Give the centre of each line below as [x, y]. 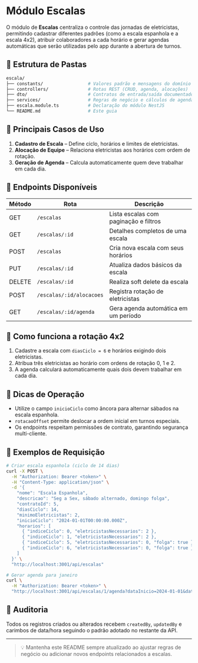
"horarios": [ [34, 526]
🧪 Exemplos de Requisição [55, 452]
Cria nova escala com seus [146, 248]
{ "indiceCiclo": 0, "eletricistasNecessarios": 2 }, [89, 531]
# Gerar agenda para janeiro [42, 575]
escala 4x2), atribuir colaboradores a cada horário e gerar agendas [88, 40]
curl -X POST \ [25, 471]
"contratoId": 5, [38, 504]
